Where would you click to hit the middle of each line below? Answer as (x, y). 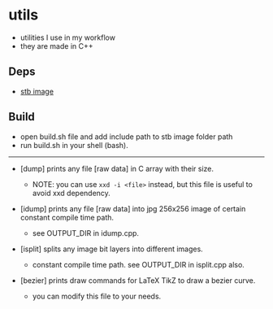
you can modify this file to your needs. (97, 296)
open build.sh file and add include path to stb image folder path (126, 137)
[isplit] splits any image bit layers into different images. (111, 249)
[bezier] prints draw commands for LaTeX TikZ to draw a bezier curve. (138, 280)
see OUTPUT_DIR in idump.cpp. (86, 233)
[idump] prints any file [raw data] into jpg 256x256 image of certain (133, 208)
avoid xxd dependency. (71, 193)
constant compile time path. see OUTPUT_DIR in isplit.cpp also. (139, 264)
